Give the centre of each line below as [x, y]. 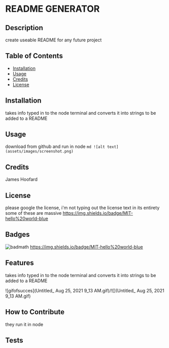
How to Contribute [35, 312]
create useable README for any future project [54, 40]
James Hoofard [22, 180]
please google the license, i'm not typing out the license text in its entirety [82, 208]
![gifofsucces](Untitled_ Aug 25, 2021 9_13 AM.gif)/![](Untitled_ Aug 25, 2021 [85, 290]
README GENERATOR [53, 9]
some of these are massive [33, 213]
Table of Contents [34, 56]
